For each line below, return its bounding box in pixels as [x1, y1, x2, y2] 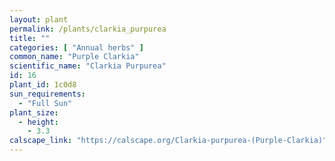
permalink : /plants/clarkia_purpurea [9, 24, 167, 34]
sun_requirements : [9, 89, 86, 99]
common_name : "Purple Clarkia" [9, 52, 140, 62]
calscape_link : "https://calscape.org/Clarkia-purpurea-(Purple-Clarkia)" [9, 136, 328, 146]
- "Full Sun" [18, 98, 73, 108]
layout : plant [9, 14, 69, 25]
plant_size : [9, 107, 59, 118]
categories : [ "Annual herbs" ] [9, 42, 144, 53]
